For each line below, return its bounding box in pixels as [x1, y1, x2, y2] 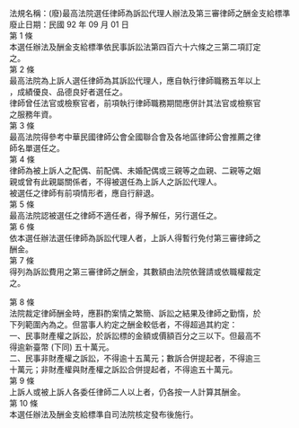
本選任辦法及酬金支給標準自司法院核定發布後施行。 [9, 409, 198, 420]
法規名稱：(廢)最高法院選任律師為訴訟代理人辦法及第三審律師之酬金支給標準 [9, 8, 291, 18]
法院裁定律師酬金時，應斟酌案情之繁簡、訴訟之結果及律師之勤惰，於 [9, 308, 261, 318]
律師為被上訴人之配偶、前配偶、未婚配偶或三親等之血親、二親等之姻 [9, 165, 261, 175]
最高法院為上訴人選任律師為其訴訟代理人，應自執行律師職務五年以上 [9, 76, 261, 85]
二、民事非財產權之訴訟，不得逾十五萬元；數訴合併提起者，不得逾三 [9, 353, 261, 363]
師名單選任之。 [9, 143, 65, 153]
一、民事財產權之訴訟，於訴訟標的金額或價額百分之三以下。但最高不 [9, 331, 261, 341]
